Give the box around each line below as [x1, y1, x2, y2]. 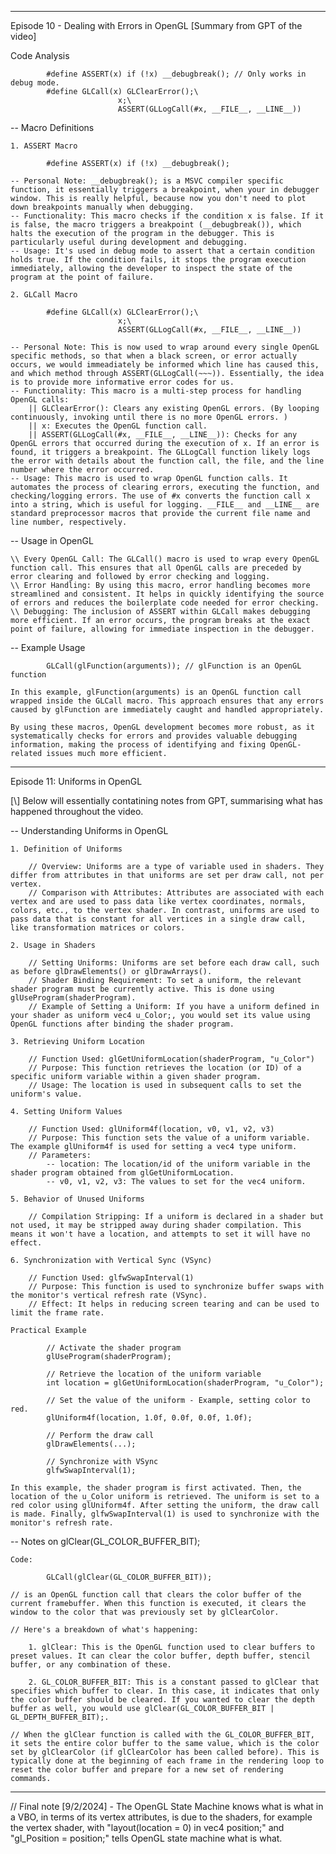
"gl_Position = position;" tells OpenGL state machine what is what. [10, 1832, 283, 1844]
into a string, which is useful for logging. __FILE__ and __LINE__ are [10, 500, 320, 510]
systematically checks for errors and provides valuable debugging [10, 731, 298, 741]
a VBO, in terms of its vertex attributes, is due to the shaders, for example [10, 1811, 313, 1823]
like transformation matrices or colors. [10, 923, 186, 933]
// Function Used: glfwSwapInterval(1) [28, 1273, 195, 1283]
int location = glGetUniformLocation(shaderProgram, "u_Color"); [46, 1378, 325, 1388]
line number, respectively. [10, 517, 128, 527]
